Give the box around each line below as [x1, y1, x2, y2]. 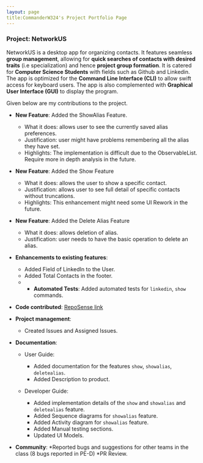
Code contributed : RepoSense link [15, 303, 103, 310]
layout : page [6, 9, 40, 15]
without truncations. [24, 192, 75, 199]
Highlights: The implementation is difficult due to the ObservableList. [24, 149, 197, 156]
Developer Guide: [24, 387, 68, 395]
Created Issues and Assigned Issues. [24, 327, 118, 334]
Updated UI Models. [33, 431, 84, 439]
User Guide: [24, 351, 55, 358]
